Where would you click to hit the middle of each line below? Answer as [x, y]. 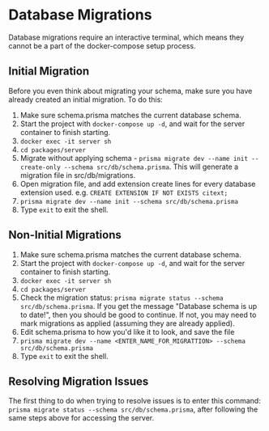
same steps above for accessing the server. [81, 418]
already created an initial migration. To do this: [86, 99]
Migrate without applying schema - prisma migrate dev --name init [134, 158]
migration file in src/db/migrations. [78, 175]
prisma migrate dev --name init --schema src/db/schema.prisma [129, 201]
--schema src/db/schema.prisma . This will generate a [151, 167]
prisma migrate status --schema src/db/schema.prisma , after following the [133, 409]
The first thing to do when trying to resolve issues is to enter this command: [134, 401]
